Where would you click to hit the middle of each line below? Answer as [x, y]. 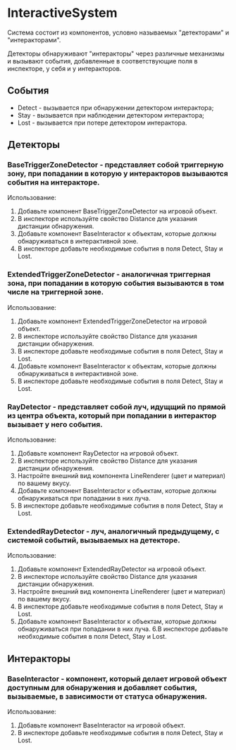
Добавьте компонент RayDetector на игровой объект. [98, 454]
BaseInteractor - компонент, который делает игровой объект [117, 679]
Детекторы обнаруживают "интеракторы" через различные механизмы [116, 54]
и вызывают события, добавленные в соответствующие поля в [103, 61]
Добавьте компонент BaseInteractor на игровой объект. [101, 725]
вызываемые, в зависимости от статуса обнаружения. [107, 696]
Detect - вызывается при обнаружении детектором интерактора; [116, 108]
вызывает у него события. [55, 424]
